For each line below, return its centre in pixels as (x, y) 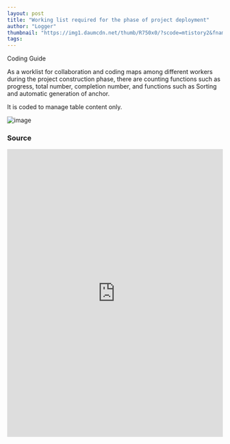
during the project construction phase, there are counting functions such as (114, 79)
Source (20, 138)
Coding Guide (27, 58)
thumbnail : (23, 33)
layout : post (26, 13)
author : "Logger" (32, 26)
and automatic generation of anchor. (59, 94)
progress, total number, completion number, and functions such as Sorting (112, 86)
